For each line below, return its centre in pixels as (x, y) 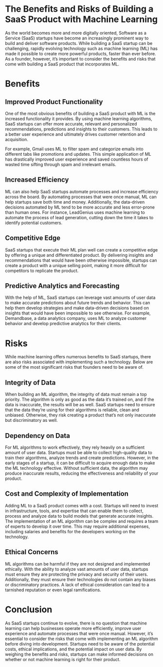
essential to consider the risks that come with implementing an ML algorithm (81, 639)
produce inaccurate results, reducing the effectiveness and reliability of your (82, 473)
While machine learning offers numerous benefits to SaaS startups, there (78, 357)
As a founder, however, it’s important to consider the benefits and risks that (80, 59)
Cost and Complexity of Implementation (67, 494)
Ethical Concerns (32, 552)
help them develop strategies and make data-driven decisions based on (77, 308)
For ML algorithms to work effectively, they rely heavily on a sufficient (75, 447)
